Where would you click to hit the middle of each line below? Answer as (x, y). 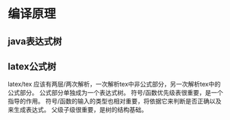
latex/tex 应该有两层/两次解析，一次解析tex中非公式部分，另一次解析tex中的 (114, 84)
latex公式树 (32, 66)
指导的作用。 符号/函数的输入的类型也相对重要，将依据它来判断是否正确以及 (115, 101)
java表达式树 (35, 41)
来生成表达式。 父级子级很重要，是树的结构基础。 (78, 110)
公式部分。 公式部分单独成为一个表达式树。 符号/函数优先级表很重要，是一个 (115, 93)
